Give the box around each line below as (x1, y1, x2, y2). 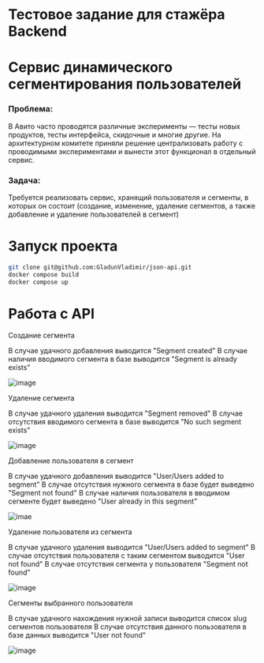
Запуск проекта (8, 237, 118, 255)
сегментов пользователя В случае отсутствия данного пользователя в (8, 622, 247, 631)
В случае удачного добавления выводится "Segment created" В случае (8, 346, 248, 356)
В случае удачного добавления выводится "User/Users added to (8, 472, 225, 481)
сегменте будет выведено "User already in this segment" (8, 496, 198, 507)
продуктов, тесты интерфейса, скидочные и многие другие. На (8, 130, 221, 139)
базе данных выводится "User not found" (8, 631, 147, 640)
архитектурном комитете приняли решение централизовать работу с (8, 138, 244, 148)
